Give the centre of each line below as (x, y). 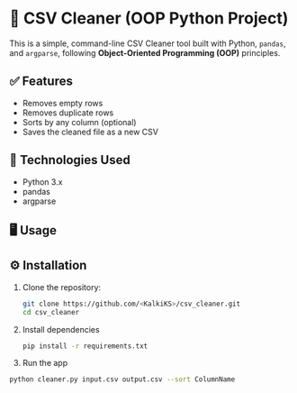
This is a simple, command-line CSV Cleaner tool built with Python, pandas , (148, 43)
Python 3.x (42, 182)
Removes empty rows (63, 103)
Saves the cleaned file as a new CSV (90, 132)
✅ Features (41, 82)
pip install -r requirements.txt (85, 346)
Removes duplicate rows (68, 113)
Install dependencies (61, 329)
